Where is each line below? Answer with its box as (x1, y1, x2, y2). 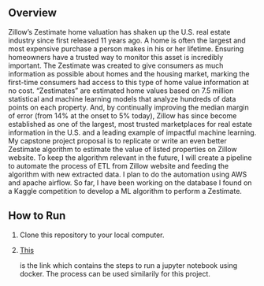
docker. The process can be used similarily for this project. (19, 269, 211, 278)
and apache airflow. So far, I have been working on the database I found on (8, 177, 252, 188)
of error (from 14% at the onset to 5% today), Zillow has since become (8, 110, 237, 121)
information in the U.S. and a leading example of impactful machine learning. (8, 128, 257, 137)
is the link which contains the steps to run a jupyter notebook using (19, 260, 238, 270)
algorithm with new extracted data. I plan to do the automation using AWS (8, 169, 247, 179)
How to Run (8, 209, 66, 223)
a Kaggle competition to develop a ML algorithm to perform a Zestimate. (8, 186, 243, 195)
